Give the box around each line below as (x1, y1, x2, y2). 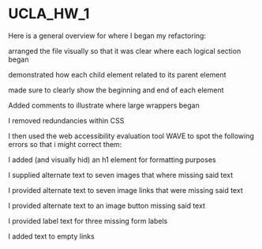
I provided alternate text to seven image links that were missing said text (8, 185, 243, 194)
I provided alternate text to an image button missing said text (8, 201, 205, 210)
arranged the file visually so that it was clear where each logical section (8, 46, 241, 55)
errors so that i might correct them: (8, 139, 122, 149)
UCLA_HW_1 (8, 5, 90, 23)
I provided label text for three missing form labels (8, 216, 168, 225)
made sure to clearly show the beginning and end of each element (8, 85, 224, 95)
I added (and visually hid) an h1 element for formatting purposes (8, 155, 216, 164)
